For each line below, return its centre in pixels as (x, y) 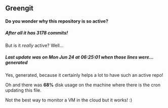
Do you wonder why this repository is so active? (57, 21)
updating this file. (23, 90)
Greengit (19, 8)
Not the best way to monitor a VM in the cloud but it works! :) (69, 100)
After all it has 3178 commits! (37, 33)
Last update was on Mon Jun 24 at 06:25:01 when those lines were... (79, 57)
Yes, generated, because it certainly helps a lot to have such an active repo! (84, 75)
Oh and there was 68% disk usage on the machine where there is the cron (83, 85)
